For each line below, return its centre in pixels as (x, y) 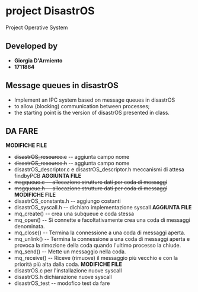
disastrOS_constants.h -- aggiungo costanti (67, 201)
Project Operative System (37, 27)
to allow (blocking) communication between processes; (82, 106)
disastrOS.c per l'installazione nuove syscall (68, 271)
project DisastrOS (50, 11)
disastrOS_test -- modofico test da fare (62, 283)
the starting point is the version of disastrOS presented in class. (92, 112)
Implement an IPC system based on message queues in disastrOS (95, 100)
